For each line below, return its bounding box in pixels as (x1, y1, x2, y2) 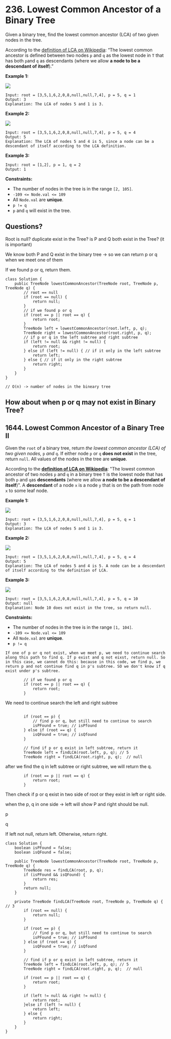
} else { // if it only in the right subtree (23, 357, 123, 362)
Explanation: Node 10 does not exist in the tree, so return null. (5, 605, 152, 610)
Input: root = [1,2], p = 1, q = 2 (5, 162, 81, 167)
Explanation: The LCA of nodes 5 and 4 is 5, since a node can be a (5, 139, 154, 144)
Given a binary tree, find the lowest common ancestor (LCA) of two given (5, 31, 159, 37)
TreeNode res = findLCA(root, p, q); (23, 867, 104, 873)
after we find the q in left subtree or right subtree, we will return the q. (5, 763, 152, 769)
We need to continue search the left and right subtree (5, 699, 118, 706)
